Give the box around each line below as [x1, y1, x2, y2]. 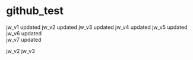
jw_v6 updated [6, 29, 42, 36]
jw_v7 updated [6, 36, 42, 43]
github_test [6, 4, 64, 18]
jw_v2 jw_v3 [6, 47, 36, 54]
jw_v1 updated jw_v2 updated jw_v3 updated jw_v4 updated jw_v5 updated [6, 24, 188, 31]
